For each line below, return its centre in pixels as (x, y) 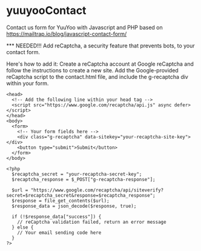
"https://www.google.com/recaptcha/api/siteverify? (97, 190)
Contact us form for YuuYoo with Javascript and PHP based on (85, 27)
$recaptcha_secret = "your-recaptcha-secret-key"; (77, 174)
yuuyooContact (46, 11)
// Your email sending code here (59, 232)
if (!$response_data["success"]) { (57, 216)
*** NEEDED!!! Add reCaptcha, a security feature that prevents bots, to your (100, 46)
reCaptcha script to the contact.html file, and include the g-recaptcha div (97, 77)
